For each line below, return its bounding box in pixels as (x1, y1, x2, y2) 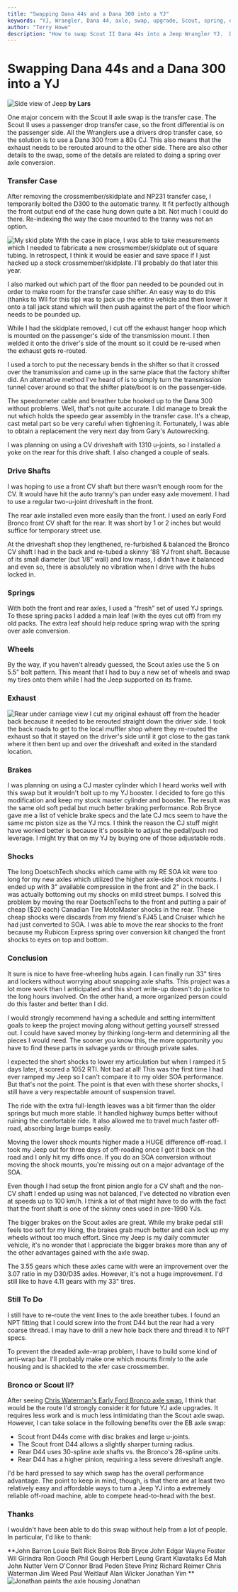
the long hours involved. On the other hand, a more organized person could (7, 992, 227, 1001)
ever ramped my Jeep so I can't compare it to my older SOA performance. (7, 1072, 224, 1081)
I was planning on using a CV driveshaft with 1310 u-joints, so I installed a (7, 441, 221, 449)
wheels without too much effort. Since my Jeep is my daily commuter (7, 1233, 210, 1241)
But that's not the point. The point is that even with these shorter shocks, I (7, 1080, 223, 1089)
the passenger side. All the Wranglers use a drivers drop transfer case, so (7, 129, 223, 137)
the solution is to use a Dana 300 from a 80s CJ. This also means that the (7, 136, 222, 144)
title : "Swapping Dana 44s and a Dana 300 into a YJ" (7, 10, 170, 18)
